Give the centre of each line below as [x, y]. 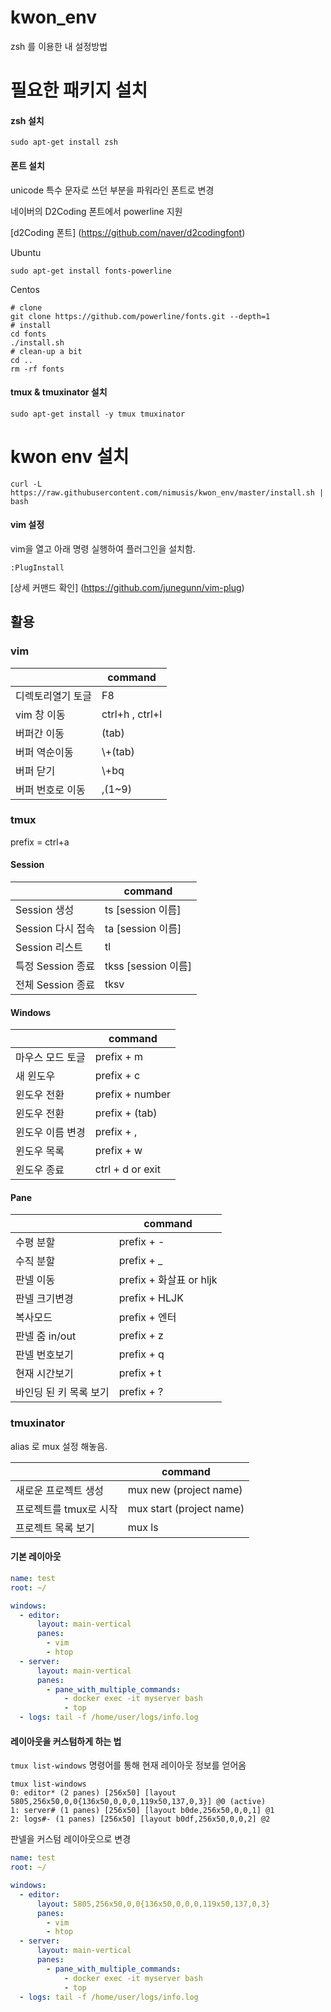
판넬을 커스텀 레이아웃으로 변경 [71, 1839]
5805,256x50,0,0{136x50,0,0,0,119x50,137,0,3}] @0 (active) [138, 1802]
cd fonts [28, 334]
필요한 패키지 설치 [79, 90]
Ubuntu [26, 252]
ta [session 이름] [143, 929]
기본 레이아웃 [36, 1557]
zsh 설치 [27, 120]
